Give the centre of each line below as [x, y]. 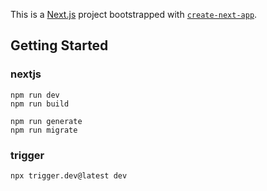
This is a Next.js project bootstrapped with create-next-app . [134, 14]
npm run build [40, 104]
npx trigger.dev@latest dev [69, 175]
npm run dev [35, 95]
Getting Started [59, 45]
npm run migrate [44, 130]
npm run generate [46, 121]
